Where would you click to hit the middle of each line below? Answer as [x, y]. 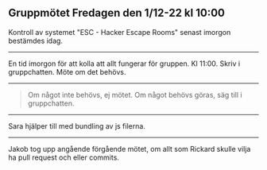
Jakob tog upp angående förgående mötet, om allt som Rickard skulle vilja [130, 149]
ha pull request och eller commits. [64, 157]
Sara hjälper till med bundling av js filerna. [77, 126]
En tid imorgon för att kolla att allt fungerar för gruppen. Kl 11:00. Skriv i [124, 64]
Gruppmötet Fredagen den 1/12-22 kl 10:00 [116, 13]
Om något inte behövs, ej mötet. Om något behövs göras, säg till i [135, 95]
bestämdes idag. [36, 41]
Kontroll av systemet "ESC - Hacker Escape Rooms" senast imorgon [120, 32]
